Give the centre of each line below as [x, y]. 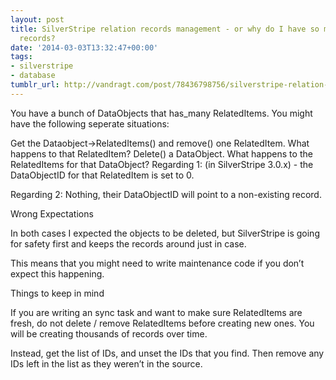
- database [33, 76]
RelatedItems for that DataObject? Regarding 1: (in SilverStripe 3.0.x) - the [162, 164]
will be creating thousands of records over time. [109, 333]
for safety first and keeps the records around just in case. [128, 243]
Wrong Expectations [52, 213]
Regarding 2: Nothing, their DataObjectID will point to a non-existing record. [166, 194]
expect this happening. [57, 273]
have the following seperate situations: [90, 123]
